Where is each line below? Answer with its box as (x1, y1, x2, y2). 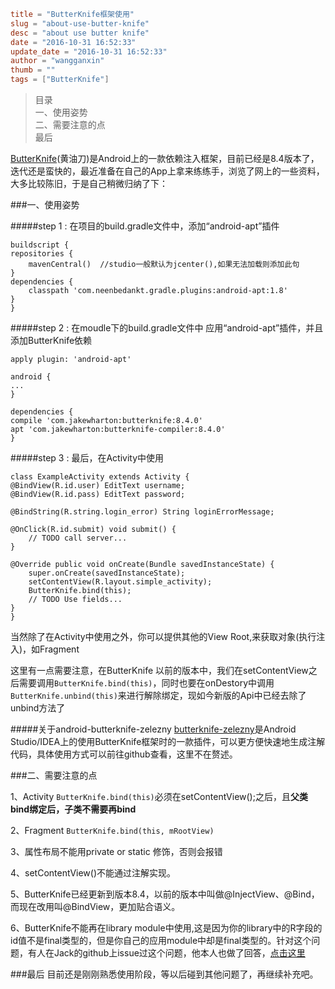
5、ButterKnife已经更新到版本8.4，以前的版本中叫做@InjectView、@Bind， (10, 888, 320, 900)
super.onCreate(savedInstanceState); (28, 568, 186, 578)
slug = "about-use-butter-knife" (10, 18, 150, 29)
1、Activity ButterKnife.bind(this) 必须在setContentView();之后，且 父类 (10, 791, 308, 802)
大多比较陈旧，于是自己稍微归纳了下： (10, 178, 168, 189)
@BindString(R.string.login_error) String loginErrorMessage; (10, 507, 275, 517)
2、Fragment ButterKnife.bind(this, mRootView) (10, 825, 215, 836)
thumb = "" (10, 65, 56, 75)
